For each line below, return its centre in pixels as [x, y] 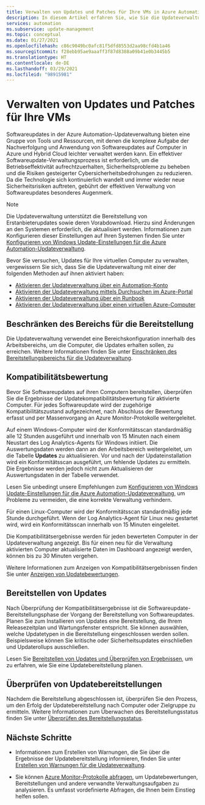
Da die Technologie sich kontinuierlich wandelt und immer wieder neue [95, 180]
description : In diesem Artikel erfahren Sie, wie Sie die [83, 18]
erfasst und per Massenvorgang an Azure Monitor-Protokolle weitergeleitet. [101, 418]
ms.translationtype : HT [37, 57]
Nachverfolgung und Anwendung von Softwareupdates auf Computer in [97, 148]
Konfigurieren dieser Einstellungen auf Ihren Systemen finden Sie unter [95, 236]
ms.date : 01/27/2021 [33, 40]
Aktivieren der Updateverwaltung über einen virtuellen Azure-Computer [105, 305]
